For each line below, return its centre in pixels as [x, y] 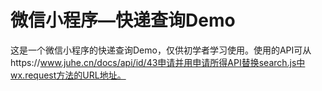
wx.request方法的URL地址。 [68, 75]
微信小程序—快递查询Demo [123, 20]
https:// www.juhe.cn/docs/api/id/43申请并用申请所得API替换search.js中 [158, 62]
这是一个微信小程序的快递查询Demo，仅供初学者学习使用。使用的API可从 [161, 50]
